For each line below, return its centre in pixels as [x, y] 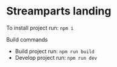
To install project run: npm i [40, 28]
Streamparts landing [59, 11]
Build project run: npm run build [55, 51]
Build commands [27, 39]
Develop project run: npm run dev [56, 57]
